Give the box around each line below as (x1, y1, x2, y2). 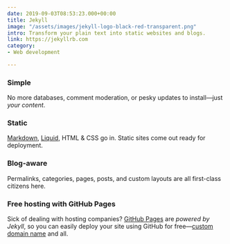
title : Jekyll (7, 17, 48, 24)
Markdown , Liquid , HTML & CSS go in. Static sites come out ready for (7, 134, 206, 142)
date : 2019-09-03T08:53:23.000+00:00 (7, 10, 116, 17)
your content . (7, 101, 46, 110)
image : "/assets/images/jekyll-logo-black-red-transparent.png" (7, 23, 197, 30)
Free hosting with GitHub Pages (7, 199, 116, 209)
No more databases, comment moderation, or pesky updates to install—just (7, 94, 223, 102)
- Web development (7, 49, 60, 56)
